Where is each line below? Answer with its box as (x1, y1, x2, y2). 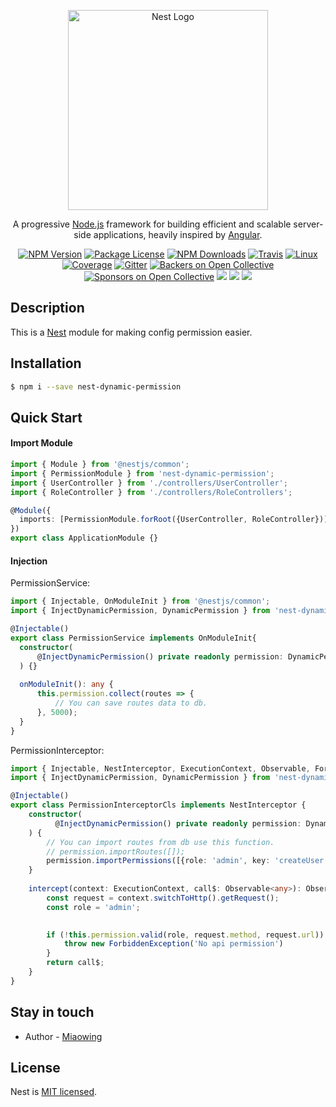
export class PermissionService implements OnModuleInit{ (10, 633, 257, 643)
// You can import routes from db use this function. (46, 837, 275, 847)
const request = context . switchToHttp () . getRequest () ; (46, 893, 280, 903)
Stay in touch (10, 1004, 95, 1021)
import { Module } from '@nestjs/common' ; (10, 460, 190, 470)
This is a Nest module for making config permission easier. (10, 326, 253, 338)
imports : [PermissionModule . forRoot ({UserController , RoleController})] (19, 515, 329, 525)
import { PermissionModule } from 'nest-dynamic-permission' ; (10, 468, 275, 479)
